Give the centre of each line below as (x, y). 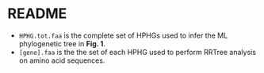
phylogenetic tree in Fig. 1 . (62, 43)
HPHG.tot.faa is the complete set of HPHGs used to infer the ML (123, 35)
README (37, 14)
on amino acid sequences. (62, 60)
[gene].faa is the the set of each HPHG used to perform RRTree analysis (138, 52)
